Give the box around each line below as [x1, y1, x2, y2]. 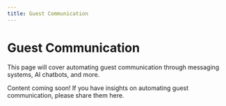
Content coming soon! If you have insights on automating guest [7, 84, 189, 92]
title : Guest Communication [7, 10, 89, 17]
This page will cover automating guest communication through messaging [7, 63, 220, 71]
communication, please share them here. [7, 91, 124, 99]
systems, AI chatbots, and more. [7, 70, 100, 78]
